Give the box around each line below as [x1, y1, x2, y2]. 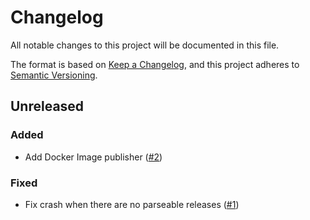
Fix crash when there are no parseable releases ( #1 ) [24, 198, 240, 210]
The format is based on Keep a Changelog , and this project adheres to [10, 58, 300, 70]
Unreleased [10, 98, 85, 115]
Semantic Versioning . [10, 69, 98, 81]
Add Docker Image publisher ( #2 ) [24, 151, 163, 163]
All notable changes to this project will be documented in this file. [10, 39, 280, 51]
